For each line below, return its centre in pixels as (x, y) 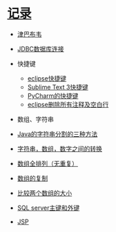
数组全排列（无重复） (47, 163)
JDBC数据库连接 (40, 49)
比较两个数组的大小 (45, 193)
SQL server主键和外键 (48, 208)
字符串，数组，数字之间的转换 (59, 149)
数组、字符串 (35, 119)
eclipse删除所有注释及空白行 (68, 104)
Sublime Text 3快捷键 (58, 87)
